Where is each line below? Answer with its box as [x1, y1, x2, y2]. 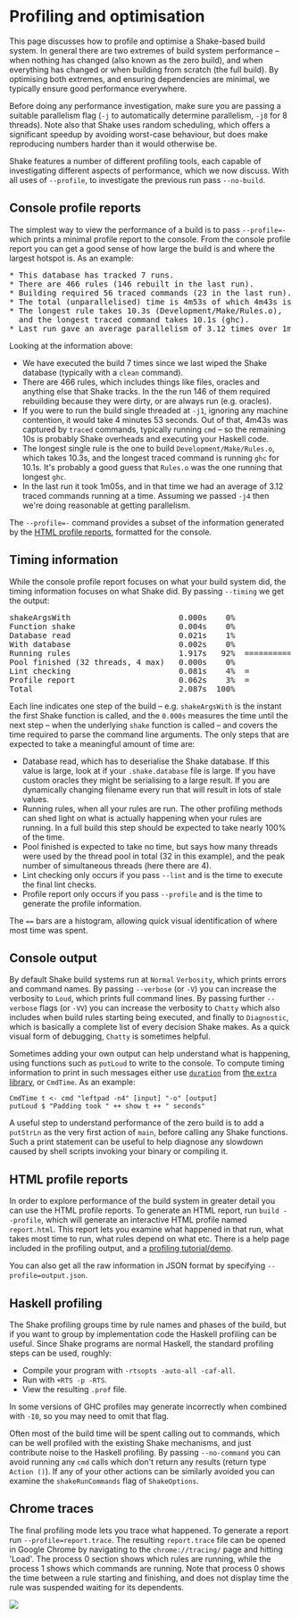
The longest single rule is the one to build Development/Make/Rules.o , [21, 443, 275, 453]
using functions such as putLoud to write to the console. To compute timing [9, 1058, 285, 1068]
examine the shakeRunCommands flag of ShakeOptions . [9, 1475, 199, 1486]
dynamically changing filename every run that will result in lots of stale [21, 784, 282, 795]
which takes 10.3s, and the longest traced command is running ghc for [21, 452, 279, 463]
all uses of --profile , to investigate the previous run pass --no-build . [9, 174, 266, 185]
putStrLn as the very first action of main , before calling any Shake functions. [9, 1127, 288, 1138]
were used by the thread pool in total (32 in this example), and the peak [21, 850, 286, 861]
